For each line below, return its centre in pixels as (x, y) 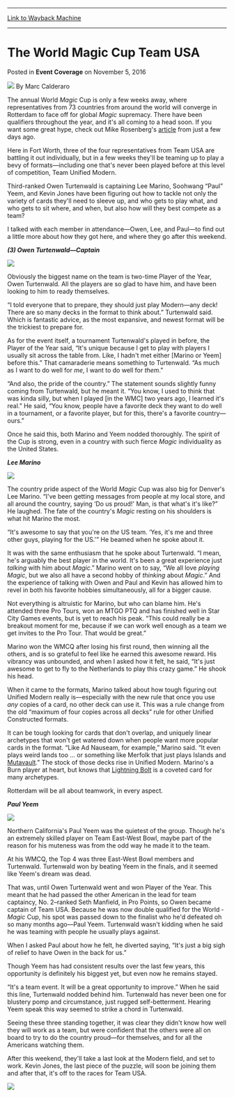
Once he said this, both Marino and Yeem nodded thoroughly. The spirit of (114, 434)
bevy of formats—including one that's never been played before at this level (116, 165)
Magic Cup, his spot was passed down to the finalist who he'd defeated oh (115, 917)
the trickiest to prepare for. (46, 327)
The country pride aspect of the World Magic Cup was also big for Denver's (116, 489)
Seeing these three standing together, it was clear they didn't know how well (117, 1022)
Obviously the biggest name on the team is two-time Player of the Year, (109, 277)
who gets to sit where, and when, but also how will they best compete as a (114, 208)
